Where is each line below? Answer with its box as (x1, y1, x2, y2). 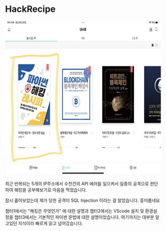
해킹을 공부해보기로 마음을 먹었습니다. (14, 187, 87, 193)
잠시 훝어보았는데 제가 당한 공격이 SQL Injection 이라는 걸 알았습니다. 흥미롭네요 (5, 197, 160, 203)
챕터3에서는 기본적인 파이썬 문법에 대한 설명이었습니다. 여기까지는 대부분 (14, 214, 155, 220)
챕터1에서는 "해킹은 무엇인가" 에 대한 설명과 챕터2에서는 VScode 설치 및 (5, 208, 144, 214)
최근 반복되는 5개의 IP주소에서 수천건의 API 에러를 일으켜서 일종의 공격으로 (5, 180, 149, 186)
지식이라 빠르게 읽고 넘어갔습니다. (18, 220, 83, 226)
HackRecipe (5, 3, 56, 15)
